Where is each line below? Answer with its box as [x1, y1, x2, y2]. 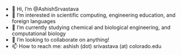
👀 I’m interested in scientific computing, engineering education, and [11, 12, 176, 19]
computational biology [11, 30, 66, 37]
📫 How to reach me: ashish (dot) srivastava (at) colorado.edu [11, 43, 162, 49]
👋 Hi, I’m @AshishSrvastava [11, 6, 79, 12]
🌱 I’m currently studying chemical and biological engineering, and [11, 24, 171, 31]
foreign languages [11, 18, 56, 24]
